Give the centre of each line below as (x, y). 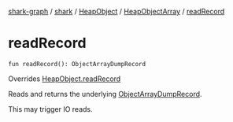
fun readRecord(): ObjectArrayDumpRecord (77, 64)
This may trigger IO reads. (50, 109)
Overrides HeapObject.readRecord (65, 79)
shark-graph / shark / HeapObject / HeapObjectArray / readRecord (116, 11)
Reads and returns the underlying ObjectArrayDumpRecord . (105, 94)
